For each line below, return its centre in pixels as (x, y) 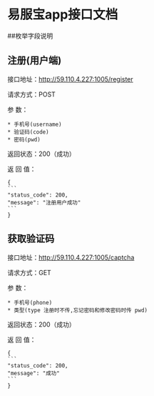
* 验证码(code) (28, 132)
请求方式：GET (29, 272)
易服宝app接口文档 (63, 15)
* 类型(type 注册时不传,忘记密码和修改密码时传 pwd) (78, 310)
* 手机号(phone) (30, 302)
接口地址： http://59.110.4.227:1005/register (70, 79)
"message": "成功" (34, 373)
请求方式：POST (31, 94)
